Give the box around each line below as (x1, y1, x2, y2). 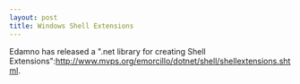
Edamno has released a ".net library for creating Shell (9, 46, 206, 56)
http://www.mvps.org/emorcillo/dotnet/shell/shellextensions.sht (55, 55, 291, 66)
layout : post (9, 13, 58, 22)
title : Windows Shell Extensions (9, 21, 134, 30)
